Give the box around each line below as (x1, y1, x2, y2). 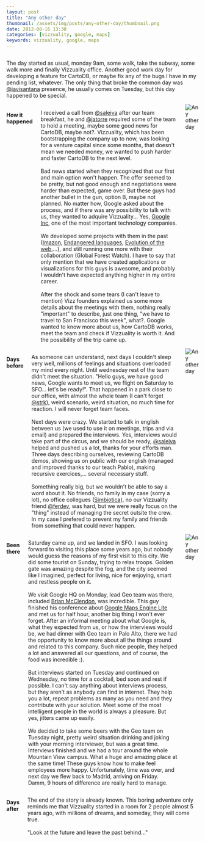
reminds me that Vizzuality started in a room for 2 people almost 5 (27, 803, 194, 810)
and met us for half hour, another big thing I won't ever (27, 611, 165, 617)
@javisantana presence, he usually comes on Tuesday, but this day (6, 85, 175, 92)
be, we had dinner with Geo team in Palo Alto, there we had (27, 630, 178, 637)
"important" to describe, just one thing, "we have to (40, 310, 170, 318)
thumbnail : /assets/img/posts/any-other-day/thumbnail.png (6, 20, 160, 26)
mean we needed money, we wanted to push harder (40, 148, 171, 155)
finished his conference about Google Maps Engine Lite (27, 604, 168, 611)
